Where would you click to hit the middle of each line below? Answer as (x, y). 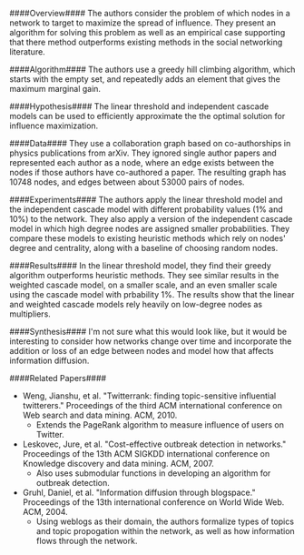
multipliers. (30, 314)
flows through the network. (87, 541)
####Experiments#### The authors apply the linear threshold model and (146, 200)
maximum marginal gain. (55, 89)
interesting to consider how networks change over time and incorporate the (151, 341)
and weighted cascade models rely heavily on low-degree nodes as (136, 304)
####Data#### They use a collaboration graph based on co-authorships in (150, 143)
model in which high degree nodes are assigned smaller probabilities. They (150, 228)
